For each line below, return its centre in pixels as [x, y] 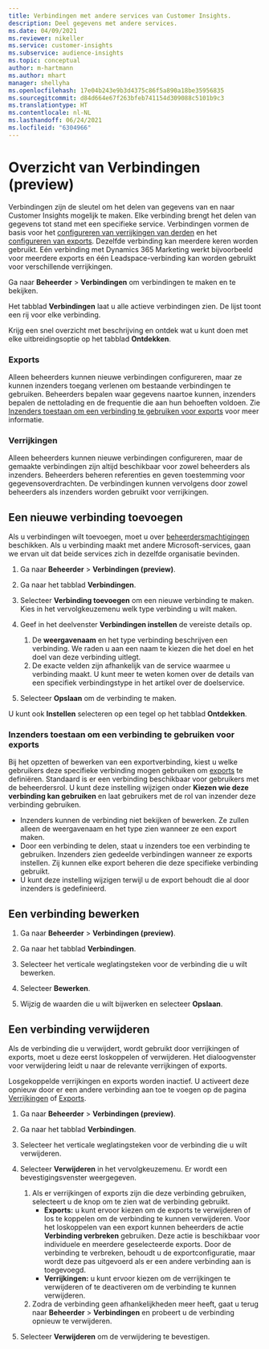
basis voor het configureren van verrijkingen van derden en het [113, 232]
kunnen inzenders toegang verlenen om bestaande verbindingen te [120, 385]
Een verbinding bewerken [74, 913]
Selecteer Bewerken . [55, 988]
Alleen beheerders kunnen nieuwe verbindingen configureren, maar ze [125, 377]
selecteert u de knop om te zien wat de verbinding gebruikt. [131, 1202]
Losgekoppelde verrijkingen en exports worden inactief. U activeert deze [129, 1082]
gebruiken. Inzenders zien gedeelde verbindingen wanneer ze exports [136, 854]
